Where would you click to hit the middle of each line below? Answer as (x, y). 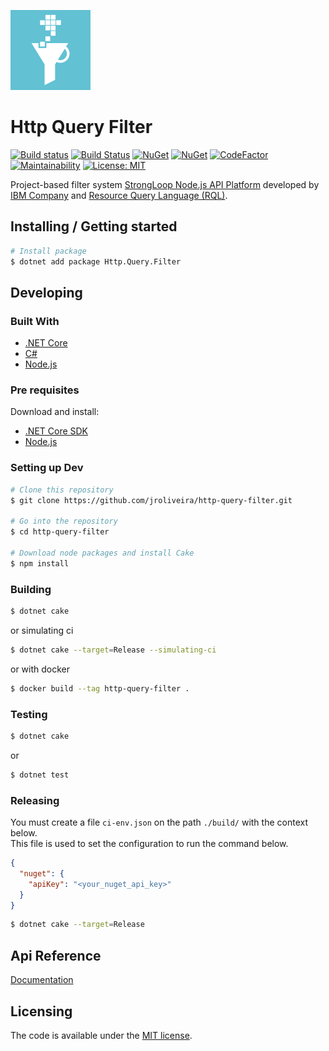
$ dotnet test (40, 775)
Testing (29, 714)
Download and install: (55, 412)
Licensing (41, 1011)
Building (31, 589)
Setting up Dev (47, 468)
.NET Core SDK (56, 431)
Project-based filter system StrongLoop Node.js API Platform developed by (165, 184)
